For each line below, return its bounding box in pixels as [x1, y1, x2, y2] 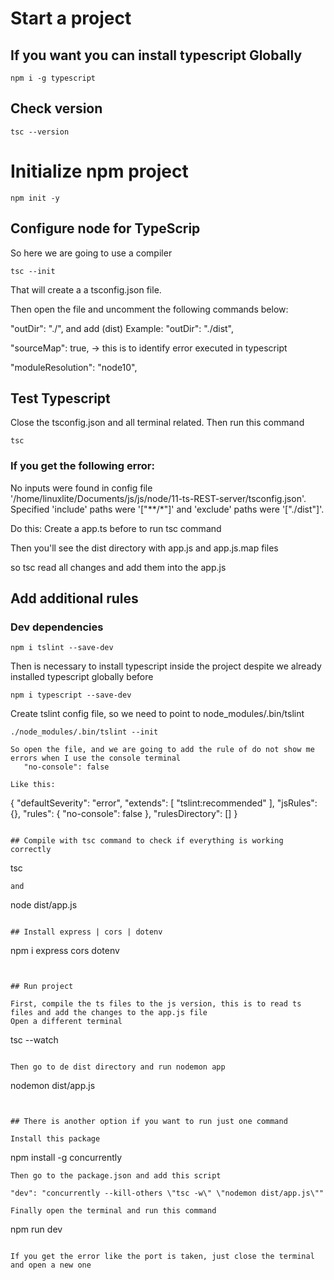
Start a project [10, 7, 132, 30]
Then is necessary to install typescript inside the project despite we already [10, 660, 322, 672]
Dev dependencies [10, 620, 104, 634]
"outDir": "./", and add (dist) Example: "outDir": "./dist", [10, 322, 235, 334]
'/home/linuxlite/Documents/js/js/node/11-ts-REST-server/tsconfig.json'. [10, 492, 307, 504]
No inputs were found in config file [10, 482, 153, 494]
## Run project [10, 982, 74, 992]
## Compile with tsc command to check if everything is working [10, 836, 284, 846]
